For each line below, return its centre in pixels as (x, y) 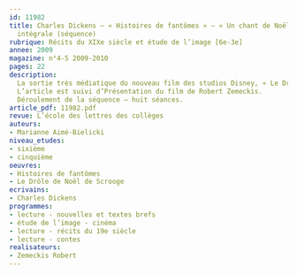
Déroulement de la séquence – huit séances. (100, 99)
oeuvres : (25, 165)
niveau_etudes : (37, 141)
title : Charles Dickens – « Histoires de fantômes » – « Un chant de (140, 26)
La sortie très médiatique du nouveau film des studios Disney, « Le (148, 83)
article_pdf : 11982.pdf (53, 108)
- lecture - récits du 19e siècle (73, 231)
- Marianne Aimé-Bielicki (57, 133)
